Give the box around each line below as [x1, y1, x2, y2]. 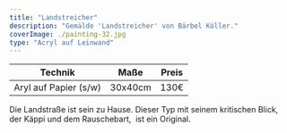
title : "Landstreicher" [9, 12, 99, 22]
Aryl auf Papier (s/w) [13, 81, 101, 94]
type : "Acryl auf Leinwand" [9, 37, 115, 47]
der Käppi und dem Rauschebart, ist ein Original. [9, 113, 191, 125]
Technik [39, 66, 75, 79]
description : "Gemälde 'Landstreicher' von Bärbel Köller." [9, 21, 239, 30]
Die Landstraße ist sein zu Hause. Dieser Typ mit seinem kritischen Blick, [9, 104, 279, 115]
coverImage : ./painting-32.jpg [9, 29, 126, 38]
